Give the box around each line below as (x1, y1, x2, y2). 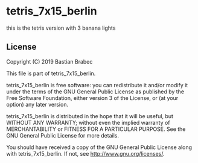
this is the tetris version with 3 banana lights (6, 24, 116, 32)
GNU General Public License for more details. (6, 131, 120, 139)
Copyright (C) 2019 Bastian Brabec (6, 58, 93, 65)
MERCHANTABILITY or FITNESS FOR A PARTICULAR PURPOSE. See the (6, 125, 186, 133)
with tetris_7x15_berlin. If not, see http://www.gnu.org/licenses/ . (6, 150, 165, 157)
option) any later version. (6, 101, 68, 108)
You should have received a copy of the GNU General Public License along (6, 144, 192, 151)
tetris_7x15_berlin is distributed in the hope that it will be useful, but (6, 112, 174, 119)
